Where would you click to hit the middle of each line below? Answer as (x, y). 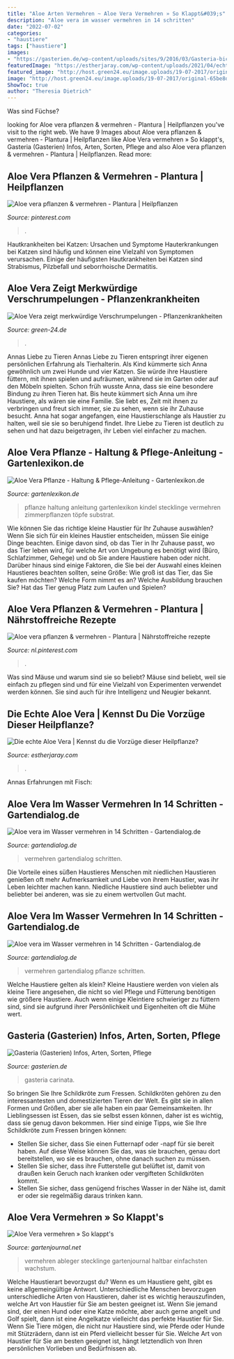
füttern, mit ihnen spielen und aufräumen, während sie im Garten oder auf (113, 379)
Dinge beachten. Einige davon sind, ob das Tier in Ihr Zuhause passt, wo (111, 543)
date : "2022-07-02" (36, 26)
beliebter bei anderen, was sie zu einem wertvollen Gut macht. (97, 894)
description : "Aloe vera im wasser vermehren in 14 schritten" (101, 20)
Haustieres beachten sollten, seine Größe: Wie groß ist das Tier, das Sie (110, 573)
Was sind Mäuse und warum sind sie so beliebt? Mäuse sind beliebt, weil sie (117, 677)
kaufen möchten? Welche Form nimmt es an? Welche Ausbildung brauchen (115, 580)
